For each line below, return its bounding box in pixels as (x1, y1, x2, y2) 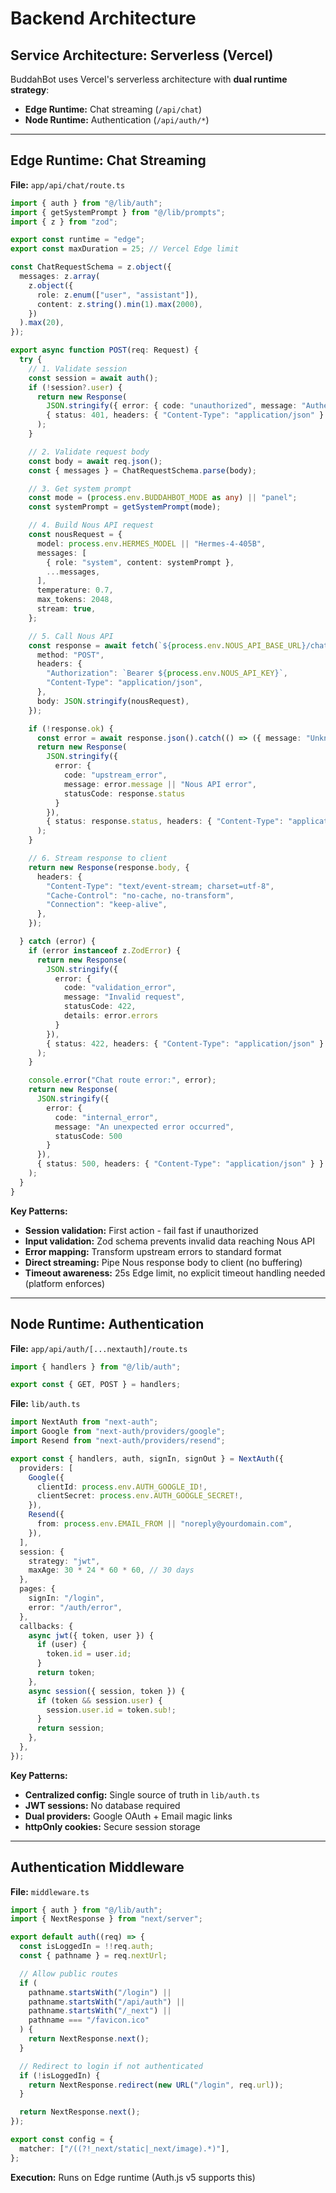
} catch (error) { (19, 937, 97, 947)
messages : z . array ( (19, 272, 101, 282)
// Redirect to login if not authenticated (19, 2061, 203, 2071)
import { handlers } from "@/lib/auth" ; (10, 1362, 182, 1372)
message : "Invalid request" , (63, 992, 186, 1002)
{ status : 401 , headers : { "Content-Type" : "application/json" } (46, 410, 325, 421)
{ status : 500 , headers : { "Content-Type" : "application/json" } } (36, 1159, 325, 1169)
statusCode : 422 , (63, 1002, 137, 1012)
